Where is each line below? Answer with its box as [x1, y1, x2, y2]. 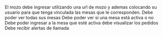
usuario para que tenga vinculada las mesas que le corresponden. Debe [4, 9, 153, 15]
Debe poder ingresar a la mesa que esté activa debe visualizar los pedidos [4, 20, 158, 26]
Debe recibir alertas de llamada [4, 25, 69, 31]
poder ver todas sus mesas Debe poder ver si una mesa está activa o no [4, 15, 154, 20]
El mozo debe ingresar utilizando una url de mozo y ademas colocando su [4, 4, 157, 10]
